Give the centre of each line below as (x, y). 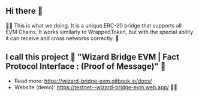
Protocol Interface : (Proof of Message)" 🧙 (86, 66)
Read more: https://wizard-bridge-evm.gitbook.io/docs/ (83, 81)
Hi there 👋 (24, 11)
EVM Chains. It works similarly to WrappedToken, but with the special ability (99, 32)
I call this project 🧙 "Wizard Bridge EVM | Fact (93, 57)
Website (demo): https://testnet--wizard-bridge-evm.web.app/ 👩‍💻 (96, 87)
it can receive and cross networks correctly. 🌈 (62, 38)
